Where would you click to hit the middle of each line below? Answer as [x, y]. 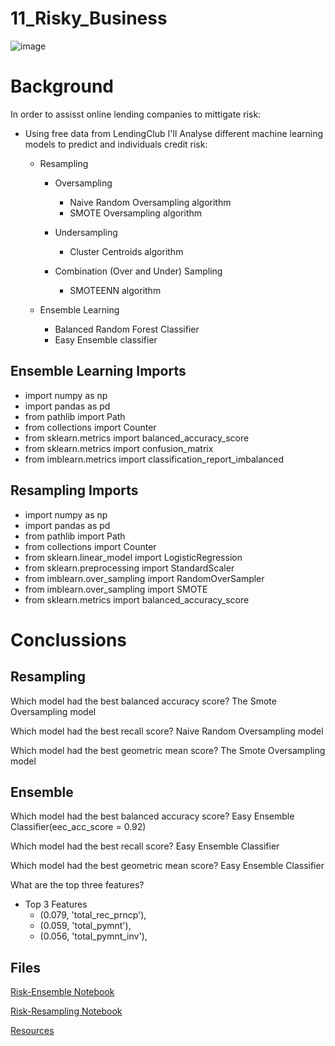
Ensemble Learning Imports [98, 371]
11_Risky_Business [89, 18]
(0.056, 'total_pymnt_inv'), [93, 936]
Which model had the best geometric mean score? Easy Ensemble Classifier [167, 866]
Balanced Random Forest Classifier [127, 329]
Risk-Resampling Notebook [66, 1011]
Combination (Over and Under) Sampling [138, 271]
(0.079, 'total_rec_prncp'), [93, 915]
